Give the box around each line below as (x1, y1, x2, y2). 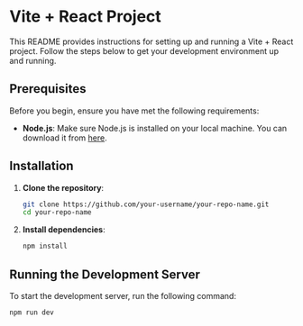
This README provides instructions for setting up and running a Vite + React (9, 36, 294, 47)
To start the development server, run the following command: (9, 291, 237, 301)
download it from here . (22, 132, 107, 143)
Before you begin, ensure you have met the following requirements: (9, 105, 260, 116)
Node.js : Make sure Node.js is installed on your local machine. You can (22, 122, 288, 133)
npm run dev (9, 308, 54, 317)
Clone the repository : (22, 182, 105, 193)
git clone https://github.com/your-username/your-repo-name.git (22, 200, 270, 209)
